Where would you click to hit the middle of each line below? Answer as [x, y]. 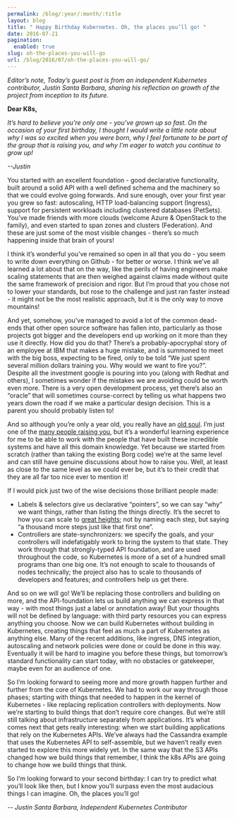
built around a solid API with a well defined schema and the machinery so [114, 188]
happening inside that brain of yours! [61, 240]
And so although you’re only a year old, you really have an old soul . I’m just [116, 424]
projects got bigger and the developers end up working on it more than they [117, 335]
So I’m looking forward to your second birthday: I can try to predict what [112, 778]
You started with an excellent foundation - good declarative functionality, [113, 180]
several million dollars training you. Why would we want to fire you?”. [107, 365]
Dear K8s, [22, 109]
